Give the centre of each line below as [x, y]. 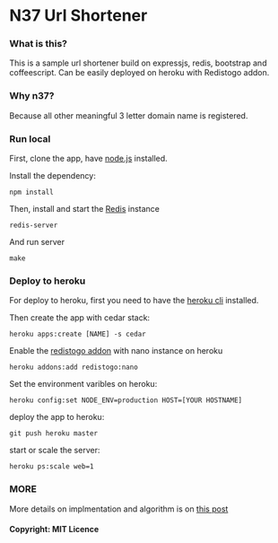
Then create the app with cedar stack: [80, 318]
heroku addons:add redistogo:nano [74, 368]
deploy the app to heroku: [57, 417]
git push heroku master [54, 434]
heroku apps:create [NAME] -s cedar [78, 334]
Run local [30, 138]
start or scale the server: [55, 451]
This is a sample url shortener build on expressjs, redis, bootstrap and [138, 63]
